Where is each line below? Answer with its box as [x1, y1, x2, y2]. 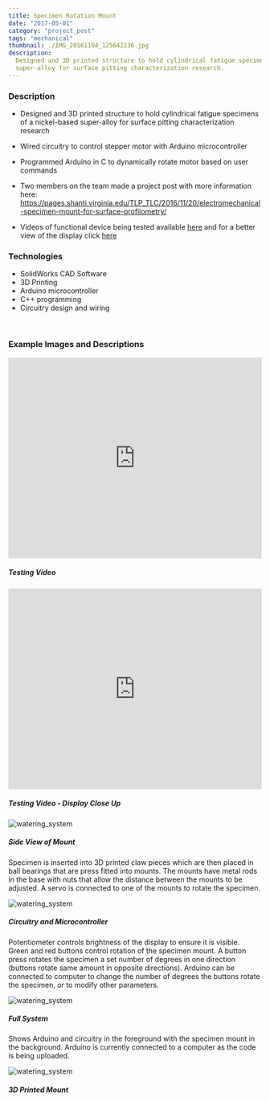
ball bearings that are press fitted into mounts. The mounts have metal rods [8, 866, 258, 875]
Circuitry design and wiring [19, 303, 110, 313]
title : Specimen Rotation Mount [8, 11, 117, 20]
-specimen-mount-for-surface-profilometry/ [19, 206, 167, 217]
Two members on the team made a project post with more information [19, 181, 252, 191]
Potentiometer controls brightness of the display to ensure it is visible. [8, 937, 240, 947]
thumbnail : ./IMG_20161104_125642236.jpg [8, 42, 149, 50]
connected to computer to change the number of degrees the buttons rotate [8, 971, 260, 981]
